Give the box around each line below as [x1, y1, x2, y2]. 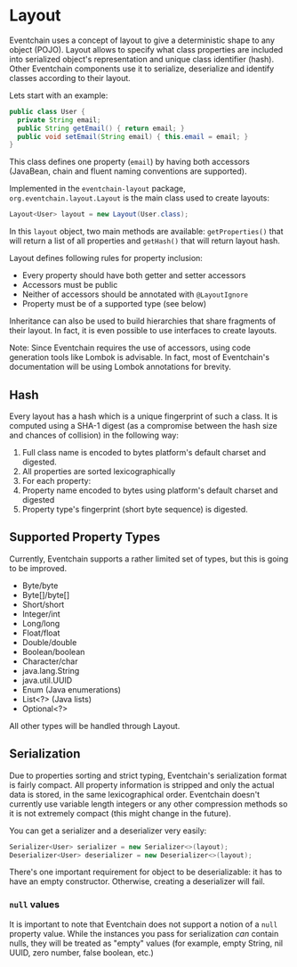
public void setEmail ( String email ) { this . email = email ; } [17, 132, 249, 141]
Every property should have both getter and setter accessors [21, 270, 246, 281]
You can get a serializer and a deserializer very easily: [9, 825, 207, 836]
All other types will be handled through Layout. [9, 720, 181, 731]
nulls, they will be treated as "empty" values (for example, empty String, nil [9, 938, 283, 948]
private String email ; [17, 115, 101, 125]
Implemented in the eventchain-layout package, [9, 184, 187, 194]
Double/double [21, 636, 77, 647]
